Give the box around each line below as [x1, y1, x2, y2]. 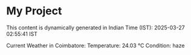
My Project [6, 4, 62, 18]
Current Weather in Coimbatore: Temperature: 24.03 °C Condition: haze [6, 42, 185, 49]
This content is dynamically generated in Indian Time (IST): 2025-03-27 [6, 24, 186, 31]
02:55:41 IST [6, 30, 38, 37]
